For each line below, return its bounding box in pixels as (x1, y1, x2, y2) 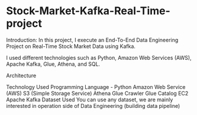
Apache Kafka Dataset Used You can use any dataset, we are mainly (6, 96, 173, 103)
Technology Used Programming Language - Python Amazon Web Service (6, 83, 186, 90)
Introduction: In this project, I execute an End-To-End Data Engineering (6, 36, 179, 43)
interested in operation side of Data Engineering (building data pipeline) (6, 102, 180, 109)
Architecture (6, 72, 37, 79)
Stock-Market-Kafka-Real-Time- (6, 4, 170, 18)
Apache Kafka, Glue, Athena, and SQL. (6, 60, 101, 68)
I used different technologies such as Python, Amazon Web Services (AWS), (6, 54, 192, 61)
